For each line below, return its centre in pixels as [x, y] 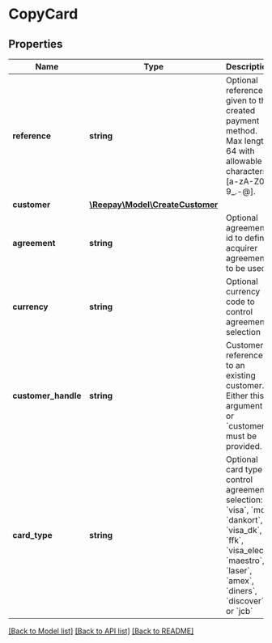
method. [241, 131]
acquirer [242, 248]
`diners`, [241, 591]
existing [241, 375]
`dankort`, [244, 520]
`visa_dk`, [244, 530]
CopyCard [43, 14]
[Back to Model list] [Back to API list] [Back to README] [101, 631]
